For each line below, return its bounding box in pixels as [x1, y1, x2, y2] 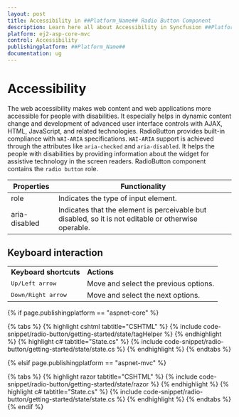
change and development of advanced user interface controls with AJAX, [7, 119, 223, 128]
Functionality [120, 181, 166, 191]
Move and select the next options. [86, 290, 201, 300]
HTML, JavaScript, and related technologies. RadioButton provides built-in [7, 126, 225, 135]
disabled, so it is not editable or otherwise [58, 214, 198, 224]
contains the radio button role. [7, 164, 98, 173]
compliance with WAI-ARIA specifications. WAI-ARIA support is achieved [7, 134, 215, 143]
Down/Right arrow [11, 291, 68, 299]
